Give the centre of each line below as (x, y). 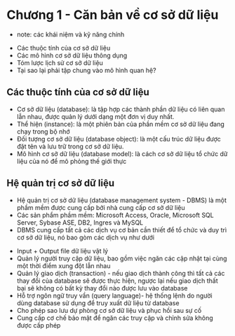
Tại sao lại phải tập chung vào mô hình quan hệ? (86, 70)
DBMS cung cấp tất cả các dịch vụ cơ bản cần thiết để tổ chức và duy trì (122, 230)
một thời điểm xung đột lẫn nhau (63, 265)
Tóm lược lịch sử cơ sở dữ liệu (60, 62)
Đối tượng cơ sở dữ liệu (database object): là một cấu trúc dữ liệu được (119, 139)
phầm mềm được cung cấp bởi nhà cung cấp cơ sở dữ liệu (101, 207)
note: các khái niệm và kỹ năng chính (70, 34)
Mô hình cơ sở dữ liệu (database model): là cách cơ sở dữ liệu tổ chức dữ (122, 153)
